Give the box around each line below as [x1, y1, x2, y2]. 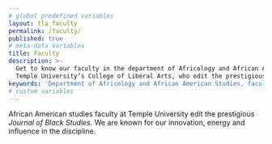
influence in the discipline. [8, 126, 96, 136]
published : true [8, 34, 63, 43]
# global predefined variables [8, 11, 114, 20]
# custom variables [8, 87, 74, 95]
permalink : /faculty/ [8, 27, 82, 35]
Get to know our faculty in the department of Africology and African [15, 65, 259, 73]
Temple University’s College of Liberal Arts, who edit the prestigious [15, 72, 266, 80]
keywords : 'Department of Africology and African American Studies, [8, 79, 244, 87]
